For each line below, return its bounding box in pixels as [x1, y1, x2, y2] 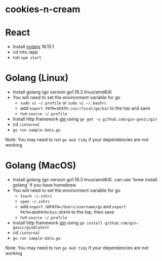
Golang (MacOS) [5, 160, 76, 171]
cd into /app [12, 49, 38, 55]
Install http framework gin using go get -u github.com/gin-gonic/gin [12, 116, 157, 122]
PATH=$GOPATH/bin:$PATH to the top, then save [20, 209, 115, 215]
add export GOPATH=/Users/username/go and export [20, 204, 127, 209]
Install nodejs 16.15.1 [12, 44, 54, 50]
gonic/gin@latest [12, 225, 50, 230]
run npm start [12, 54, 42, 60]
